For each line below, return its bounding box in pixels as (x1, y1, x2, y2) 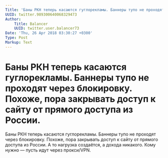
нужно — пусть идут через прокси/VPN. (5, 147, 91, 153)
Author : (5, 16, 21, 21)
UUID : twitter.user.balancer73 (14, 26, 79, 31)
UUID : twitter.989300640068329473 (5, 12, 77, 17)
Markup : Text (5, 40, 32, 45)
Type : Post (5, 35, 28, 40)
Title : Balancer (14, 21, 48, 26)
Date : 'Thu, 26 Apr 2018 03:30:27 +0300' (5, 30, 93, 35)
